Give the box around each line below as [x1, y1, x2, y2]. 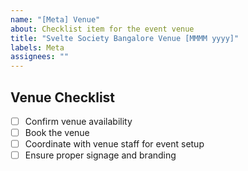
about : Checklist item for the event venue [10, 24, 195, 34]
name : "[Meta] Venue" [10, 14, 101, 25]
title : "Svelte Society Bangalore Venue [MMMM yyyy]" [10, 33, 240, 43]
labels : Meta [10, 42, 65, 53]
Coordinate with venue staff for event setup [24, 138, 205, 150]
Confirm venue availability [24, 115, 133, 127]
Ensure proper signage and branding [24, 149, 177, 161]
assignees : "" [10, 52, 70, 62]
